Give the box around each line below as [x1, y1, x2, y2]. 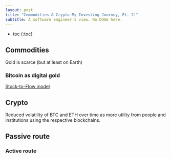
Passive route [5, 132, 50, 141]
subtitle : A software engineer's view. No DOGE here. [5, 17, 123, 22]
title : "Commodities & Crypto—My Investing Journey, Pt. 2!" [5, 12, 139, 17]
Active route [5, 147, 37, 154]
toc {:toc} [12, 31, 33, 37]
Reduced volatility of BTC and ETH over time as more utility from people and [5, 112, 166, 118]
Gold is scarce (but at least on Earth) [5, 59, 83, 65]
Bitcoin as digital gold [5, 72, 60, 79]
